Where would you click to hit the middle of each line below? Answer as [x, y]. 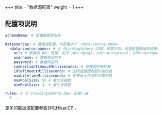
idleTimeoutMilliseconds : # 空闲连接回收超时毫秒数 [63, 71]
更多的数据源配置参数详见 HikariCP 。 [42, 108]
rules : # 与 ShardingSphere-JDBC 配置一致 [47, 94]
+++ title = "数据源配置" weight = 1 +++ [44, 7]
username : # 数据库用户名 [38, 58]
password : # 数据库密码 [36, 62]
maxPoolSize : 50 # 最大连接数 [42, 80]
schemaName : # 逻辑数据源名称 [33, 35]
